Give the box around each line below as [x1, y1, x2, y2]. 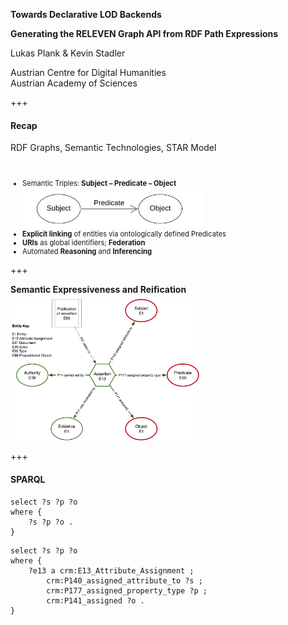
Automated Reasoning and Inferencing [22, 246, 153, 256]
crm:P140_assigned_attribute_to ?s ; [46, 575, 203, 586]
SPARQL [10, 474, 46, 486]
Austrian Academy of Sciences [10, 77, 138, 89]
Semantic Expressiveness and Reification [10, 283, 187, 295]
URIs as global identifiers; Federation [22, 237, 146, 248]
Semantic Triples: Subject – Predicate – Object [22, 179, 177, 189]
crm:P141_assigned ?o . [46, 595, 145, 606]
